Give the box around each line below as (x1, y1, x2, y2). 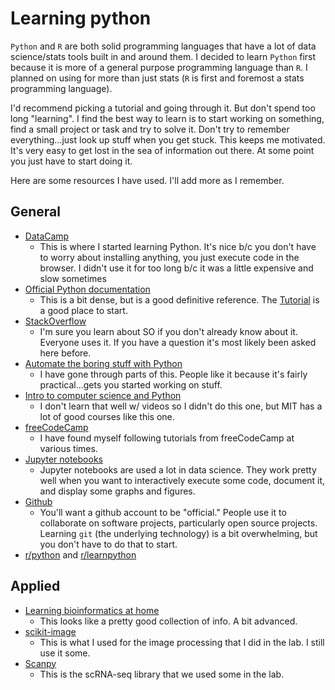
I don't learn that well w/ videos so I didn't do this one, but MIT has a (39, 400, 323, 412)
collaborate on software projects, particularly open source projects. (39, 517, 318, 529)
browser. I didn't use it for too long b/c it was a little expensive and (39, 262, 314, 274)
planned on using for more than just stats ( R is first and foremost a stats (10, 72, 305, 84)
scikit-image (24, 625, 77, 637)
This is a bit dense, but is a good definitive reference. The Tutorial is (39, 293, 320, 306)
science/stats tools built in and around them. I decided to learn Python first (10, 50, 317, 62)
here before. (39, 347, 92, 359)
